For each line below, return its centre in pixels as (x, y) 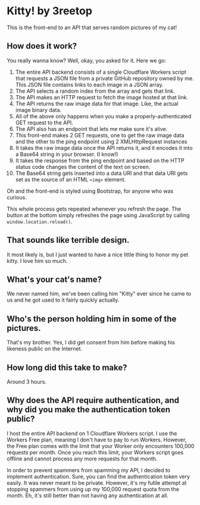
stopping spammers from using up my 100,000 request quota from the (93, 489)
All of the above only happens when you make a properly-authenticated (103, 116)
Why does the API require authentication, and (93, 401)
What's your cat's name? (54, 279)
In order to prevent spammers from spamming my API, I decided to (88, 470)
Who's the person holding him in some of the (92, 319)
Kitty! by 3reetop (50, 11)
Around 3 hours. (27, 382)
